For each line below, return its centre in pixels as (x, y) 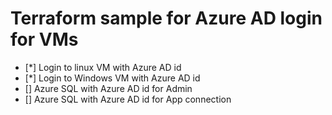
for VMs (44, 39)
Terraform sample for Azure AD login (166, 18)
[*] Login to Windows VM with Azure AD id (112, 78)
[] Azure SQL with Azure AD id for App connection (128, 99)
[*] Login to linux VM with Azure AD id (103, 67)
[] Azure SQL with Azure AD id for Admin (108, 88)
